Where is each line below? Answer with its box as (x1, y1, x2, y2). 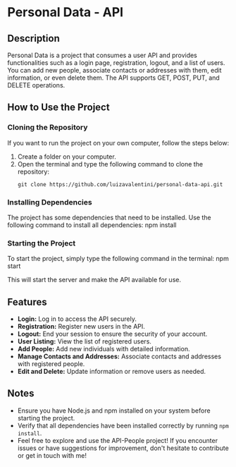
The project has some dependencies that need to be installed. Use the (7, 213, 211, 222)
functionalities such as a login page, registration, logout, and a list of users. (7, 59, 225, 67)
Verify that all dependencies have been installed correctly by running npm (17, 421, 229, 430)
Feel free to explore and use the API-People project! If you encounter (17, 436, 218, 444)
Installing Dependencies (7, 197, 93, 207)
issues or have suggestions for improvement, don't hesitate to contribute (17, 444, 229, 452)
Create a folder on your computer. (17, 152, 116, 161)
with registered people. (17, 360, 85, 368)
